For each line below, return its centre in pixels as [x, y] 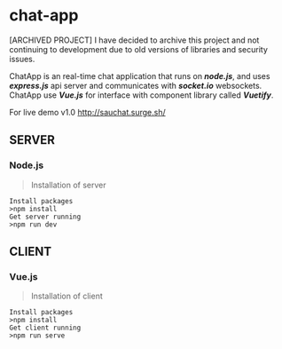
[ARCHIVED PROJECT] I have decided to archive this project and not [134, 40]
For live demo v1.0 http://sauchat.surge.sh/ [87, 112]
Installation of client [67, 296]
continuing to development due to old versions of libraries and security [139, 49]
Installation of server [68, 185]
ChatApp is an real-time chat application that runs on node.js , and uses [140, 75]
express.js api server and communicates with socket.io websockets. [136, 85]
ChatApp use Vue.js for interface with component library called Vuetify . [141, 95]
